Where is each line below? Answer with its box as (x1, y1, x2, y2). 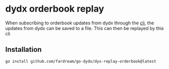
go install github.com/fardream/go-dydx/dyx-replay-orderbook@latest (5, 59, 157, 64)
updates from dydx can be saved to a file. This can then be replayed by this (5, 25, 164, 31)
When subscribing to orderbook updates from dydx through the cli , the (5, 20, 154, 26)
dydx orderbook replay (5, 3, 105, 15)
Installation (5, 45, 42, 54)
